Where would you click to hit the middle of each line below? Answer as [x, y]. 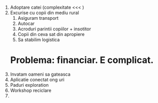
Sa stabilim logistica [39, 40]
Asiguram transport [38, 18]
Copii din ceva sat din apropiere [51, 34]
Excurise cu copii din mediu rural [44, 13]
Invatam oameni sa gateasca [40, 74]
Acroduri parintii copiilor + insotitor [54, 29]
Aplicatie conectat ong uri [37, 79]
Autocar [26, 23]
